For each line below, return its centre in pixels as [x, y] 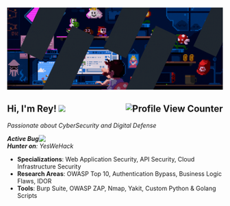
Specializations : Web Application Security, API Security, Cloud [106, 159]
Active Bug [23, 138]
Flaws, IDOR [34, 181]
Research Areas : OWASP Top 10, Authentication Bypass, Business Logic [119, 173]
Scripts [27, 195]
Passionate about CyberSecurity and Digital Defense [82, 125]
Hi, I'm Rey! [32, 109]
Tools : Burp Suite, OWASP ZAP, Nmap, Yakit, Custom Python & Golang [117, 188]
